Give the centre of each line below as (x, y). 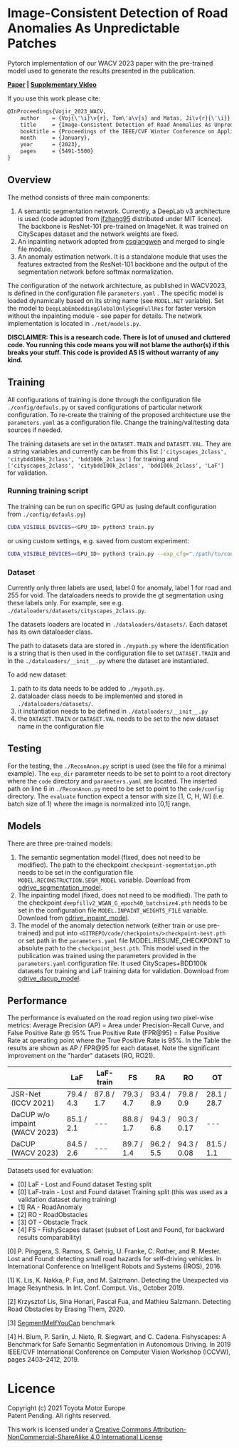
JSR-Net (26, 1094)
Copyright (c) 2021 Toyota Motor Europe (67, 1408)
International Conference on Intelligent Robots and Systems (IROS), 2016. (115, 1266)
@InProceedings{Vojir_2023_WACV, (57, 111)
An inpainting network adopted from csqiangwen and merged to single (121, 241)
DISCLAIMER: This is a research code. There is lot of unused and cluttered (119, 337)
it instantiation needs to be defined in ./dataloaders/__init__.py (113, 711)
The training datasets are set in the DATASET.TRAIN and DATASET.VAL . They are (119, 443)
